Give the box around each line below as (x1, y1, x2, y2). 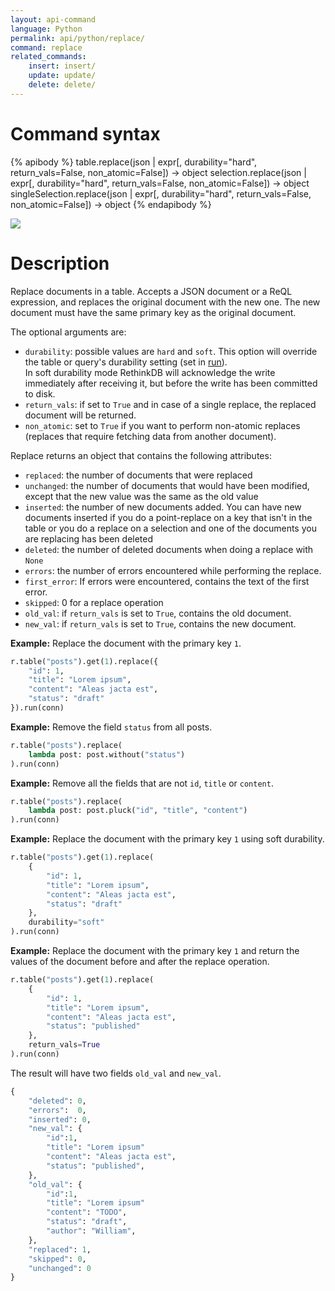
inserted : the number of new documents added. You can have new (24, 501, 302, 513)
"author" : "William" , (46, 1226, 137, 1236)
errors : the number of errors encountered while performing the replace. (24, 564, 322, 576)
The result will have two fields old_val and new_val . (10, 1067, 222, 1079)
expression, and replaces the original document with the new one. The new (10, 296, 321, 308)
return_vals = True (28, 1040, 101, 1050)
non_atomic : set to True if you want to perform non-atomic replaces (24, 419, 301, 431)
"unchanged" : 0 (28, 1263, 92, 1273)
